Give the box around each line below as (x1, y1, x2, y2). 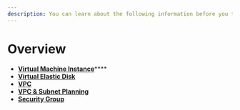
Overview (7, 40, 66, 57)
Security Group (17, 94, 64, 103)
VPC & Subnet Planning (17, 87, 89, 96)
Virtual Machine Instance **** (17, 65, 107, 73)
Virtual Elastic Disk (17, 72, 76, 80)
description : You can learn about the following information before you (7, 10, 229, 18)
